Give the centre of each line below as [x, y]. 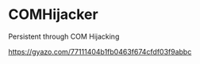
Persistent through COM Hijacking [64, 36]
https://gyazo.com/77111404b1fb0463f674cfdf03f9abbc [100, 51]
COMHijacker [53, 15]
